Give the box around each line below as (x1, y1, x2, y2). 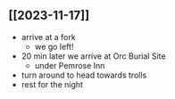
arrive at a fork (21, 31, 77, 42)
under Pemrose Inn (34, 60, 105, 70)
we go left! (34, 41, 74, 52)
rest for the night (21, 78, 84, 89)
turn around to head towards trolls (21, 70, 147, 80)
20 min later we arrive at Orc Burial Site (21, 50, 166, 62)
